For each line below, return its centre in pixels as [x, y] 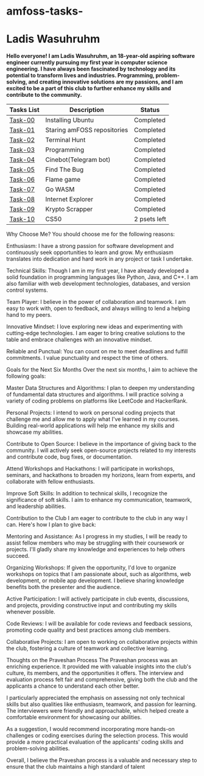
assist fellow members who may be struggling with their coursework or [95, 543]
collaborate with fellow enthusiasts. [51, 482]
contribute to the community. [44, 95]
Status [150, 110]
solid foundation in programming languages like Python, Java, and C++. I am [102, 277]
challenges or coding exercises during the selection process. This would [97, 736]
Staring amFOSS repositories [87, 130]
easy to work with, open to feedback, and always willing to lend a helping [98, 308]
